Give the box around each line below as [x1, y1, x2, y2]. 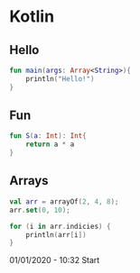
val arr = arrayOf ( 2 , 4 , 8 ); [9, 196, 119, 206]
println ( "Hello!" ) [25, 74, 95, 83]
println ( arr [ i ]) [25, 230, 88, 240]
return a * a [25, 140, 75, 150]
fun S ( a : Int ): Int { [9, 132, 88, 141]
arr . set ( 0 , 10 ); [9, 205, 70, 214]
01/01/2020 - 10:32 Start [9, 255, 100, 266]
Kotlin [9, 6, 55, 27]
